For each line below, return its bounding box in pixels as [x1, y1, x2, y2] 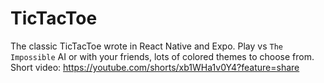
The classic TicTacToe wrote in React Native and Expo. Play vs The [10, 40, 284, 52]
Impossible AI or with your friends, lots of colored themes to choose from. [10, 50, 315, 62]
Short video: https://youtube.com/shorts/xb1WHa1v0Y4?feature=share [10, 61, 300, 73]
